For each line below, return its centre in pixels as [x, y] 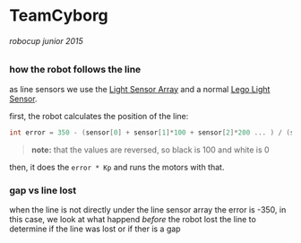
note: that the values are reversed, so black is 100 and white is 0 [150, 150]
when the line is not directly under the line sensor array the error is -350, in [148, 209]
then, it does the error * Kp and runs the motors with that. [117, 167]
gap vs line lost [43, 190]
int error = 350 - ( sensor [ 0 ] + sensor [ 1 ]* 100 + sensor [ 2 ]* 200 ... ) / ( [150, 132]
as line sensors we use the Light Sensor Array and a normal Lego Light [140, 89]
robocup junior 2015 [46, 40]
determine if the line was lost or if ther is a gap [95, 229]
